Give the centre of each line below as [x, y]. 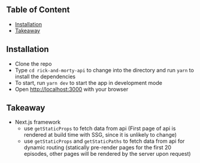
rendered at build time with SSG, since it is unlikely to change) [100, 135]
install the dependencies [45, 76]
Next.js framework [38, 122]
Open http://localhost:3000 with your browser [72, 89]
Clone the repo [33, 64]
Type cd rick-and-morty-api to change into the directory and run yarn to [104, 70]
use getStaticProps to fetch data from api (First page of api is [100, 128]
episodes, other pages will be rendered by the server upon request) [107, 154]
